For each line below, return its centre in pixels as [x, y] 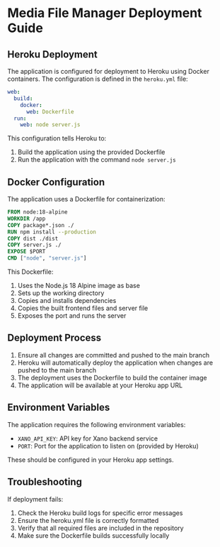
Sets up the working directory [61, 293]
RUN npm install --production [52, 232]
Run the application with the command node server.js [97, 160]
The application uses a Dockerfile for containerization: [86, 199]
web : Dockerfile [50, 111]
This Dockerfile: [30, 272]
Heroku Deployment [52, 54]
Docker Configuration [56, 182]
